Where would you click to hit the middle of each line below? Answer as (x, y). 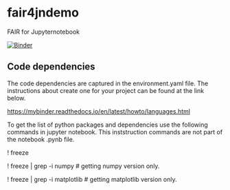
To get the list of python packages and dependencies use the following (107, 125)
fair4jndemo (43, 13)
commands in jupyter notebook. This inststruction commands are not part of (115, 131)
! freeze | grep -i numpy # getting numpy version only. (83, 166)
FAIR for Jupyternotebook (44, 32)
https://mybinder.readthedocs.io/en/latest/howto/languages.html (99, 111)
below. (16, 98)
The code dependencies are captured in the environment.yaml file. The (108, 83)
